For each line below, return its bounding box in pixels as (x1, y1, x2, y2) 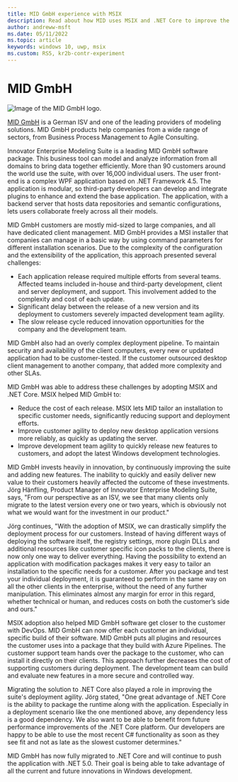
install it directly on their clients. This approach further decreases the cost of (7, 656, 231, 664)
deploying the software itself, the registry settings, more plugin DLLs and (7, 536, 220, 545)
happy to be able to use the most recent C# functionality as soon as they (7, 730, 220, 739)
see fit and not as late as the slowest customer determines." (7, 737, 182, 746)
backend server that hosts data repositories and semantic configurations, (7, 199, 222, 208)
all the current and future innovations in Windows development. (7, 766, 193, 775)
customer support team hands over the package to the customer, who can (7, 649, 225, 657)
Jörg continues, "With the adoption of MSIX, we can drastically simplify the (7, 522, 227, 530)
